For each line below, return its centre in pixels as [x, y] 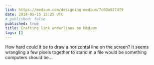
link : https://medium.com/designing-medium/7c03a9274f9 [64, 10]
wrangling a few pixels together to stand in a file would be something [76, 52]
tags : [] [14, 33]
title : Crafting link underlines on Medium [51, 28]
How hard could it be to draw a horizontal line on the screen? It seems [77, 47]
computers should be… [29, 57]
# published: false [25, 19]
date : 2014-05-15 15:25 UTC [34, 14]
